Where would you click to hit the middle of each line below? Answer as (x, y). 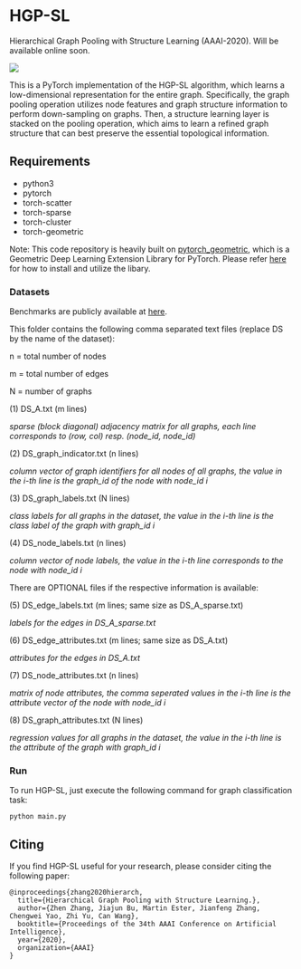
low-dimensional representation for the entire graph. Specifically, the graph (150, 94)
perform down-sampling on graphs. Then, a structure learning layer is (139, 113)
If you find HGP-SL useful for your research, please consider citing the (141, 867)
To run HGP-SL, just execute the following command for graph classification (150, 791)
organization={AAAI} (56, 948)
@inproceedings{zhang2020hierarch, (76, 893)
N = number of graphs (51, 391)
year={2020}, (42, 940)
